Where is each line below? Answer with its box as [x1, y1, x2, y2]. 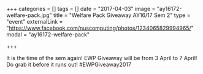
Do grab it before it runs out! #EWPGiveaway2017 [6, 61, 132, 68]
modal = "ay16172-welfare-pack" [6, 31, 90, 38]
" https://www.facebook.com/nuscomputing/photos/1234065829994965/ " [6, 24, 194, 32]
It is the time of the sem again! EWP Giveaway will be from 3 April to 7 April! [6, 55, 197, 61]
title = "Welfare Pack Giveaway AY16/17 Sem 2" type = [53, 12, 191, 19]
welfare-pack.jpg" [6, 12, 52, 19]
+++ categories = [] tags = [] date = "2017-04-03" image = [6, 5, 156, 12]
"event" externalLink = [6, 18, 63, 25]
